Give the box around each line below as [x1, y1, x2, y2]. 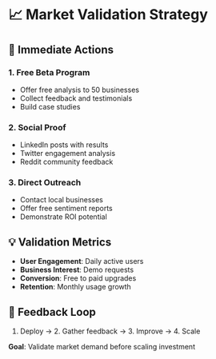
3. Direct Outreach [8, 177, 82, 188]
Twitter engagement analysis [19, 149, 116, 158]
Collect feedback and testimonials [19, 93, 133, 103]
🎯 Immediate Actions [8, 42, 114, 56]
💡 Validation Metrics [8, 235, 112, 249]
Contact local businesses [19, 195, 104, 205]
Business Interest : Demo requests [19, 265, 134, 275]
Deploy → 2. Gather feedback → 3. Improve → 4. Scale [19, 326, 201, 336]
